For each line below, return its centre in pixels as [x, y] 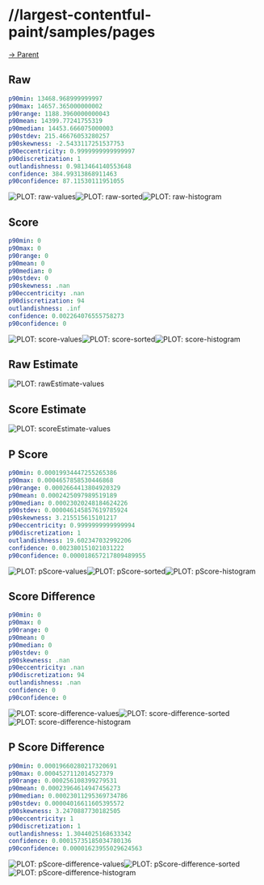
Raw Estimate [43, 364]
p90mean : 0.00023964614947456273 [65, 789]
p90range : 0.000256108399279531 [63, 781]
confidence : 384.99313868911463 [63, 174]
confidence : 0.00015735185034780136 [70, 841]
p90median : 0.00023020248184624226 [68, 503]
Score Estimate [47, 409]
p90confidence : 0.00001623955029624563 [75, 849]
